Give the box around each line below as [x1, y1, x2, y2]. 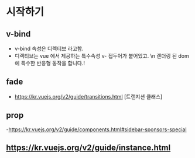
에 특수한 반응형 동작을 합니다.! [14, 59, 85, 66]
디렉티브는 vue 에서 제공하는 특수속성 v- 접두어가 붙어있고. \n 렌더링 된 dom [14, 52, 189, 59]
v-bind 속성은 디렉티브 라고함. [14, 45, 84, 52]
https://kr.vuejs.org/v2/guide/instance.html [6, 143, 171, 153]
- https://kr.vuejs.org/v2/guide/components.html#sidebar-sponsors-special [6, 126, 187, 133]
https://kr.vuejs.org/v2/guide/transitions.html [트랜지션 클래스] [14, 93, 163, 100]
